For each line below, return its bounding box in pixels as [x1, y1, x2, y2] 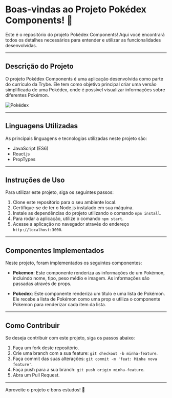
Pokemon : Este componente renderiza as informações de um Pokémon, [12, 270, 165, 276]
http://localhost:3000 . [12, 227, 63, 233]
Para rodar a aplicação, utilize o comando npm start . [12, 215, 124, 222]
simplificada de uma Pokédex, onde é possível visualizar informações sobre [5, 86, 165, 93]
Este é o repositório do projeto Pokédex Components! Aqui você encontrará [5, 31, 165, 37]
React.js [12, 150, 30, 157]
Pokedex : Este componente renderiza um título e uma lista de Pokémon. [12, 291, 165, 297]
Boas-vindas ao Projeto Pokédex [5, 4, 147, 15]
